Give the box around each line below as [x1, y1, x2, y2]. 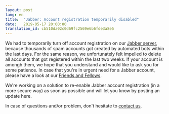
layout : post [5, 7, 33, 13]
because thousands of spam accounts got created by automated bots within [5, 46, 164, 52]
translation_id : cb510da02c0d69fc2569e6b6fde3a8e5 [5, 26, 114, 31]
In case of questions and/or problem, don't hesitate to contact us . [5, 103, 142, 109]
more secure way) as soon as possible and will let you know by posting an [5, 88, 160, 94]
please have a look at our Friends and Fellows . [5, 72, 102, 79]
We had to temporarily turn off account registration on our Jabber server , [5, 40, 158, 46]
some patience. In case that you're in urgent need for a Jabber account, [5, 67, 155, 73]
